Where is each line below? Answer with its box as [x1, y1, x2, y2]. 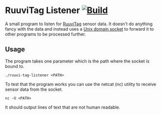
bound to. [5, 63, 24, 69]
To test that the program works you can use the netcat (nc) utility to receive [5, 81, 157, 87]
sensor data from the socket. [5, 86, 63, 92]
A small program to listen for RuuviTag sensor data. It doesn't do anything [5, 21, 153, 27]
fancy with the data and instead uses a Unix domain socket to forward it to [5, 26, 154, 32]
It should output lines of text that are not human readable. [5, 104, 121, 110]
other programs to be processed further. [5, 31, 86, 37]
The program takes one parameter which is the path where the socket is [5, 58, 150, 64]
